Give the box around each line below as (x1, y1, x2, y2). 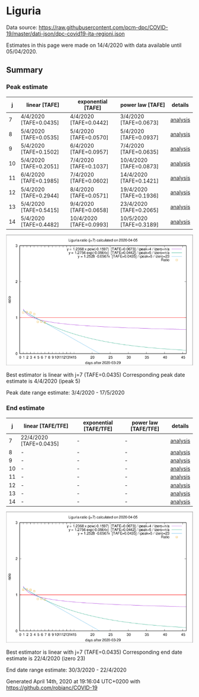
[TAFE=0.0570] (70, 133, 108, 141)
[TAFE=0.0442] (70, 119, 108, 126)
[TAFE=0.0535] (20, 133, 59, 141)
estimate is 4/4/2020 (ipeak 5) (6, 378, 81, 385)
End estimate (6, 404, 45, 412)
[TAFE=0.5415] (20, 206, 59, 214)
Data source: (6, 24, 37, 31)
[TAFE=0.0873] (120, 163, 159, 170)
